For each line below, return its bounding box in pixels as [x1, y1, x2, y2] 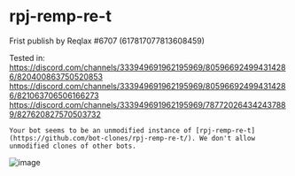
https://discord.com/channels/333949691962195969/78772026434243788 [9, 99, 286, 110]
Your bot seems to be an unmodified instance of [9, 126, 192, 134]
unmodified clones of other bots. [9, 142, 137, 150]
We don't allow [198, 134, 255, 142]
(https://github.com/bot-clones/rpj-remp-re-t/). [9, 134, 197, 142]
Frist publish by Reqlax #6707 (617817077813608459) [9, 35, 206, 46]
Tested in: [9, 52, 46, 63]
